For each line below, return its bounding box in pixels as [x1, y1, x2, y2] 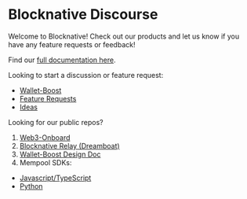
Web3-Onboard [19, 132, 71, 142]
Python [19, 181, 43, 190]
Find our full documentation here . [8, 55, 116, 64]
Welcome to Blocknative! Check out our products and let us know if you [8, 31, 240, 41]
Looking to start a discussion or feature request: [8, 70, 164, 79]
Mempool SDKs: [19, 157, 72, 167]
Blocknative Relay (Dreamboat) [19, 141, 120, 150]
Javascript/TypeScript [19, 173, 92, 182]
